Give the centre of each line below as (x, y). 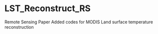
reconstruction (19, 27)
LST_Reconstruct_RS (47, 8)
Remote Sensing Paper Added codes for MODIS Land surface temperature (79, 22)
